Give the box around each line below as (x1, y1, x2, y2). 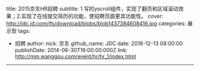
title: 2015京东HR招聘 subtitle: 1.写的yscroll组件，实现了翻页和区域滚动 (6, 5, 179, 12)
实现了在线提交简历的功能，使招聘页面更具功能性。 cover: (21, 12, 164, 20)
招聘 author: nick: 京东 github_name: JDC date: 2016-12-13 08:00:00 (14, 40, 183, 47)
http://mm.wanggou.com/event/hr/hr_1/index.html (14, 53, 136, 60)
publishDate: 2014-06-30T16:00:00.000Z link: (14, 47, 128, 53)
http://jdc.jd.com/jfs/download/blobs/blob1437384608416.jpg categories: (6, 20, 186, 27)
